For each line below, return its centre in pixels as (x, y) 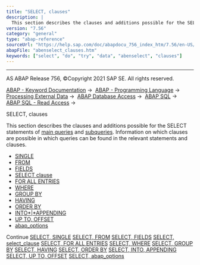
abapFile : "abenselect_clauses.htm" (51, 51)
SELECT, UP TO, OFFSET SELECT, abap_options (65, 255)
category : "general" (32, 34)
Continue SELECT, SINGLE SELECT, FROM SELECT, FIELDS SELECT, (90, 237)
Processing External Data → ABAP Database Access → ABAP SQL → (92, 96)
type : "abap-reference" (36, 39)
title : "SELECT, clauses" (38, 12)
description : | (25, 17)
